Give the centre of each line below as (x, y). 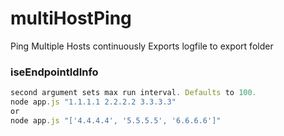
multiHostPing (71, 18)
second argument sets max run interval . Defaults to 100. (133, 93)
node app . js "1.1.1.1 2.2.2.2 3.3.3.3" (93, 102)
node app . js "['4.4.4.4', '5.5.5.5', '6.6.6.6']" (116, 120)
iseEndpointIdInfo (54, 72)
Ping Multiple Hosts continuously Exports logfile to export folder (142, 46)
